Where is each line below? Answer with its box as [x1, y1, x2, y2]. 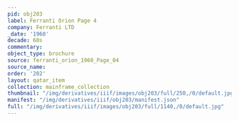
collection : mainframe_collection [7, 83, 110, 90]
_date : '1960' [7, 30, 50, 38]
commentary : [7, 43, 43, 51]
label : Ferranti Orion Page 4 [7, 17, 97, 24]
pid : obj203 [7, 10, 43, 18]
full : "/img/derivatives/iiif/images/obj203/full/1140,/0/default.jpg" [7, 103, 224, 110]
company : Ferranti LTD [7, 23, 75, 31]
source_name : [7, 63, 46, 70]
